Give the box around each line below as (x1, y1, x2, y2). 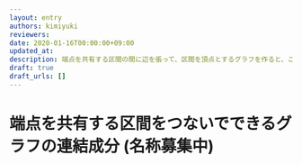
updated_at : (9, 47, 54, 56)
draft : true (9, 64, 54, 73)
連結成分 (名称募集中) (57, 136, 214, 156)
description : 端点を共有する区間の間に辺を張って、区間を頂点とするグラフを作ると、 (9, 55, 289, 64)
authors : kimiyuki (9, 22, 78, 31)
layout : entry (9, 13, 63, 23)
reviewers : (9, 30, 50, 39)
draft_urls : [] (9, 72, 67, 81)
